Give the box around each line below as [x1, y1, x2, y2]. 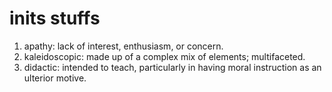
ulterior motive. [23, 72, 87, 84]
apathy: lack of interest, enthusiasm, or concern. [23, 40, 224, 52]
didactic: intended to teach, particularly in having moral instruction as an [23, 61, 322, 73]
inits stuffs [9, 7, 101, 30]
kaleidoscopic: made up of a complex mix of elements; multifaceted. [23, 50, 306, 62]
